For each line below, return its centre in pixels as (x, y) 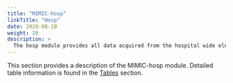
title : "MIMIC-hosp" (37, 13)
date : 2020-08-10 (32, 26)
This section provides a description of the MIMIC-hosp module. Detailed (110, 65)
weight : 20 (23, 33)
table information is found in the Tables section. (75, 73)
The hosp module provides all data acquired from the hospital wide (114, 46)
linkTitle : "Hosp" (34, 20)
